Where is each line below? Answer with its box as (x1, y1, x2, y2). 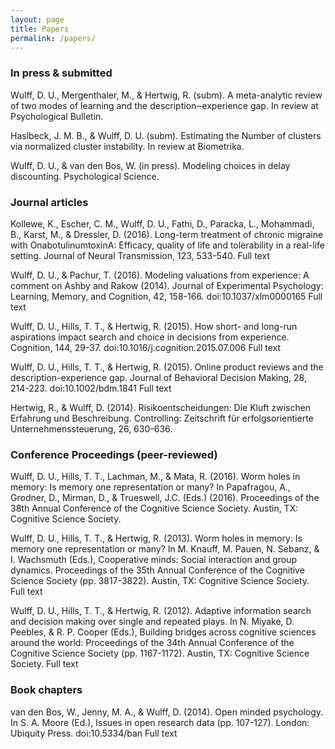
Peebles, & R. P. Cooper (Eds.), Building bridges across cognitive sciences (10, 626, 317, 638)
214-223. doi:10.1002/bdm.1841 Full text (10, 382, 172, 394)
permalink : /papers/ (10, 33, 97, 43)
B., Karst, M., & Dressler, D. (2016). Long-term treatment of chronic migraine (10, 228, 324, 240)
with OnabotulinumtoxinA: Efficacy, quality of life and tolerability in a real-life (10, 239, 325, 251)
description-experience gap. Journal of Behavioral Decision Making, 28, (10, 371, 307, 383)
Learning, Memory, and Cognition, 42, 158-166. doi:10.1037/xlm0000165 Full (10, 290, 323, 302)
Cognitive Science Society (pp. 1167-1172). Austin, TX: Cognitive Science (10, 647, 310, 660)
